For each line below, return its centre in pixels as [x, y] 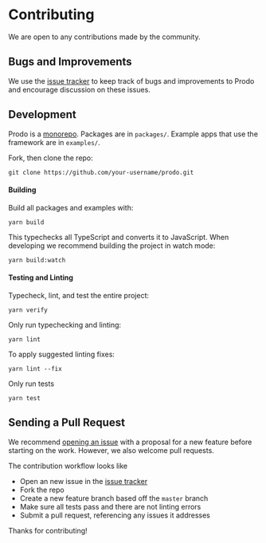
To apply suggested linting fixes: [62, 354]
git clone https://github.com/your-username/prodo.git [101, 172]
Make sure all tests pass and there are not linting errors [110, 506]
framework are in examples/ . [55, 142]
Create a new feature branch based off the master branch [114, 498]
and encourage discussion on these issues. [80, 89]
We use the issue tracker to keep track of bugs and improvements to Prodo [131, 81]
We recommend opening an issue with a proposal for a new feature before [130, 442]
